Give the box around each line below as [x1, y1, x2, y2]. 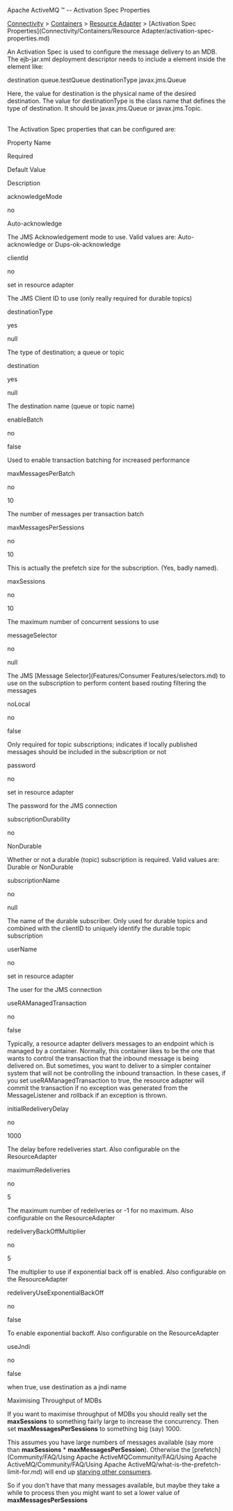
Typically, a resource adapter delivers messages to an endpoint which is [7, 1039, 214, 1048]
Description [7, 179, 40, 187]
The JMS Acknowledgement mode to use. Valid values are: [7, 233, 177, 241]
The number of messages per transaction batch [7, 510, 144, 518]
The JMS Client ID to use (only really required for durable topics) [7, 294, 193, 302]
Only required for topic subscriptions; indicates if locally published [7, 740, 198, 749]
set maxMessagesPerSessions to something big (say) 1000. [7, 1425, 182, 1432]
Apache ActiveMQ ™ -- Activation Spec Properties [7, 6, 151, 14]
